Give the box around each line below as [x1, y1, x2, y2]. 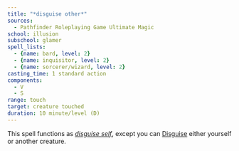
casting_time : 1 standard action [7, 70, 107, 77]
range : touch [7, 97, 46, 104]
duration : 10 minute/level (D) [7, 110, 100, 117]
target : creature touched [7, 103, 84, 110]
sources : [7, 17, 33, 24]
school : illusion [7, 30, 59, 38]
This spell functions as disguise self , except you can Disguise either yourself [7, 129, 232, 137]
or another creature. [7, 137, 66, 145]
